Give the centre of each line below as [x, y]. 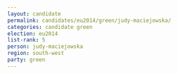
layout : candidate [34, 14]
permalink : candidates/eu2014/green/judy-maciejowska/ [89, 20]
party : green [26, 60]
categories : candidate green [50, 27]
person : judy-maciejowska [45, 47]
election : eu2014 [33, 33]
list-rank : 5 [26, 40]
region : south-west [36, 54]
